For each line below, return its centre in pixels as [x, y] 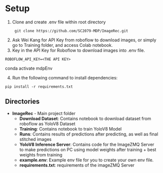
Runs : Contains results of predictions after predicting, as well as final [89, 134]
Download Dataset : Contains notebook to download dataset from [85, 118]
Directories [22, 102]
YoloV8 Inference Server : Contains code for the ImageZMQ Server [87, 144]
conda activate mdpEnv [29, 68]
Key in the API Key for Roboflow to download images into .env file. [79, 50]
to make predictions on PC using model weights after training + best [88, 150]
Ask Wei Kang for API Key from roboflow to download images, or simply [84, 40]
